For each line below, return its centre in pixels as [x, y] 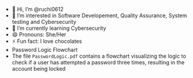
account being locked [39, 69]
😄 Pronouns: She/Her [39, 35]
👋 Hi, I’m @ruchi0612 [38, 9]
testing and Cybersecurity [44, 22]
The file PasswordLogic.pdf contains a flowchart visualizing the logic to [99, 56]
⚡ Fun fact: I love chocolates [47, 41]
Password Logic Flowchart [45, 50]
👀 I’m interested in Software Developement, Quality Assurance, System [99, 15]
